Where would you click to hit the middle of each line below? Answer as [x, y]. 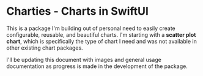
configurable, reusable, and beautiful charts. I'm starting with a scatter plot [101, 34]
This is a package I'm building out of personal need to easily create [91, 28]
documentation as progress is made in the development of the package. [97, 66]
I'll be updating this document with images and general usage [84, 59]
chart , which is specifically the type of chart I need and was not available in [102, 41]
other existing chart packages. [45, 48]
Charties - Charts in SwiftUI [77, 11]
